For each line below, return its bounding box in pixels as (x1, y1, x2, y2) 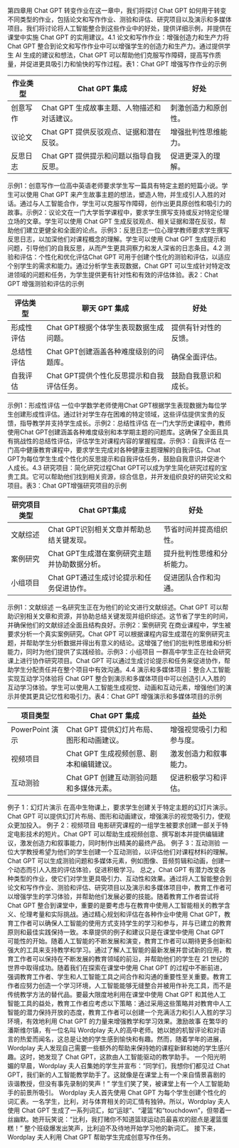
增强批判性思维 (170, 127, 221, 137)
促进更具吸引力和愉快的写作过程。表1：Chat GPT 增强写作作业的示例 (26, 60, 227, 68)
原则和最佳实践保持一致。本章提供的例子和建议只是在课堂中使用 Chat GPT (7, 928, 225, 936)
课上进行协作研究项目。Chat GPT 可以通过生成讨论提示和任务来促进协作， (7, 657, 225, 665)
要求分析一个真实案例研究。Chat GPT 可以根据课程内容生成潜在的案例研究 (7, 630, 225, 638)
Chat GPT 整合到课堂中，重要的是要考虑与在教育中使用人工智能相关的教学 (7, 901, 225, 909)
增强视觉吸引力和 (170, 724, 228, 734)
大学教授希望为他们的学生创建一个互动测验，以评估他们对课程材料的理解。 (13, 848, 232, 856)
